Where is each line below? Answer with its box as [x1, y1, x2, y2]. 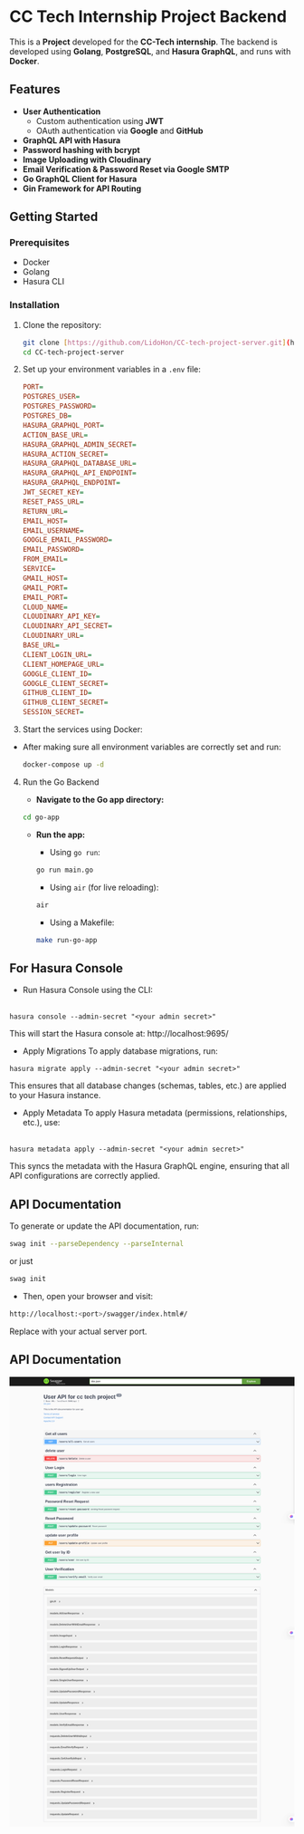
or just [9, 1255, 33, 1266]
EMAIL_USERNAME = [22, 526, 84, 536]
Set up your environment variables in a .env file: [22, 364, 202, 375]
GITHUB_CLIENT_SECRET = [22, 698, 109, 708]
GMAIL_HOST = [22, 574, 68, 583]
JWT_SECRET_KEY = [22, 487, 84, 497]
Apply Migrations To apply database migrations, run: [22, 1046, 219, 1057]
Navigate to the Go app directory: [35, 794, 165, 805]
